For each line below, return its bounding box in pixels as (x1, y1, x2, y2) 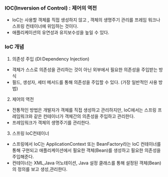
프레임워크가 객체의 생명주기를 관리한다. (12, 120, 91, 126)
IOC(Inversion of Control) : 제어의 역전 (5, 4, 97, 11)
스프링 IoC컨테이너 (12, 130, 49, 136)
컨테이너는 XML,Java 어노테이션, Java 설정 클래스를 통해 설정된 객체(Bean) (12, 160, 162, 166)
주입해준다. (12, 153, 34, 159)
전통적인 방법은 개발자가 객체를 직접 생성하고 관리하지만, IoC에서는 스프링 (12, 107, 157, 113)
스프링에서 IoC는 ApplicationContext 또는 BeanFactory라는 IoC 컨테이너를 (12, 141, 161, 147)
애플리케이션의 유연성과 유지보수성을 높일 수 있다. (12, 29, 109, 36)
